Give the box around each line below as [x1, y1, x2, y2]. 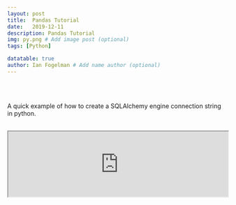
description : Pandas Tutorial [7, 29, 96, 37]
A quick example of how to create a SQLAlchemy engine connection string [7, 102, 221, 110]
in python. [7, 109, 36, 117]
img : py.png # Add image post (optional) [7, 36, 130, 43]
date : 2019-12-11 [7, 23, 64, 30]
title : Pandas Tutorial [7, 17, 80, 24]
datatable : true [7, 55, 54, 63]
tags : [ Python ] [7, 43, 52, 50]
